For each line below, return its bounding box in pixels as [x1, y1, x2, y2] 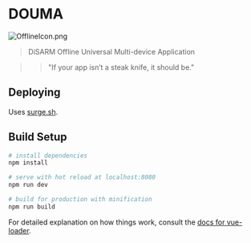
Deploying [8, 86, 61, 99]
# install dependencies [8, 152, 88, 160]
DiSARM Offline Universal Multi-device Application [27, 47, 195, 56]
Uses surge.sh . [8, 107, 59, 116]
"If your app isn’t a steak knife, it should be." [47, 62, 195, 72]
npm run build [8, 202, 56, 211]
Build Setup [8, 130, 67, 144]
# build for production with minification [8, 196, 152, 204]
